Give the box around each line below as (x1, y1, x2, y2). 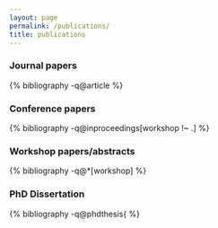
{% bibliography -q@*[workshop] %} (9, 165, 147, 176)
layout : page (9, 13, 58, 22)
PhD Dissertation (9, 188, 85, 200)
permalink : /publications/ (9, 22, 110, 31)
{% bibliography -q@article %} (9, 80, 124, 91)
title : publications (9, 30, 87, 39)
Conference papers (9, 102, 96, 115)
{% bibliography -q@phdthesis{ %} (9, 208, 141, 219)
